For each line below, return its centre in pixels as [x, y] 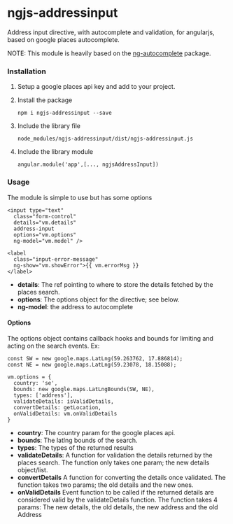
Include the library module [55, 152]
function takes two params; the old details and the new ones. [105, 485]
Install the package [45, 100]
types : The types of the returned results [76, 447]
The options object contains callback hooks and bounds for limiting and [110, 338]
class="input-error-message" [56, 259]
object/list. [33, 469]
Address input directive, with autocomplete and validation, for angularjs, [111, 32]
